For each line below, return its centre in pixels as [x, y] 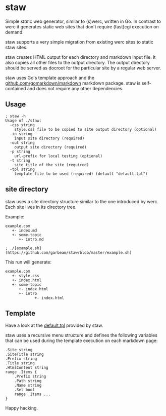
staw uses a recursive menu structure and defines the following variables [81, 335]
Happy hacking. [22, 408]
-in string [21, 134]
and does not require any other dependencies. [75, 88]
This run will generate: [29, 262]
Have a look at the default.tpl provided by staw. [54, 325]
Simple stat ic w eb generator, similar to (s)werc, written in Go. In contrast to [83, 21]
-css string [22, 125]
